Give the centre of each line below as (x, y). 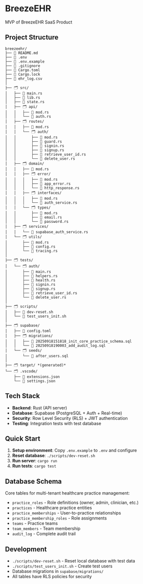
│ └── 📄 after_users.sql (37, 356)
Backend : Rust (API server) (40, 408)
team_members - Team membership (46, 529)
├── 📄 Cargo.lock (23, 74)
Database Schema (33, 481)
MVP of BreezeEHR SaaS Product (39, 22)
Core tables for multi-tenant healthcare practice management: (68, 493)
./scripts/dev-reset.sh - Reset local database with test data (73, 561)
